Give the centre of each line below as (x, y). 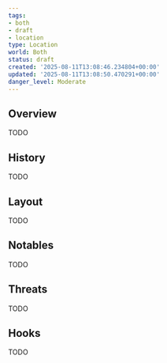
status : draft (32, 60)
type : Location (33, 45)
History (27, 158)
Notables (31, 246)
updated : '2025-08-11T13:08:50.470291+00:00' (84, 74)
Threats (28, 289)
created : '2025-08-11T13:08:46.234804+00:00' (84, 67)
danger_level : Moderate (47, 81)
